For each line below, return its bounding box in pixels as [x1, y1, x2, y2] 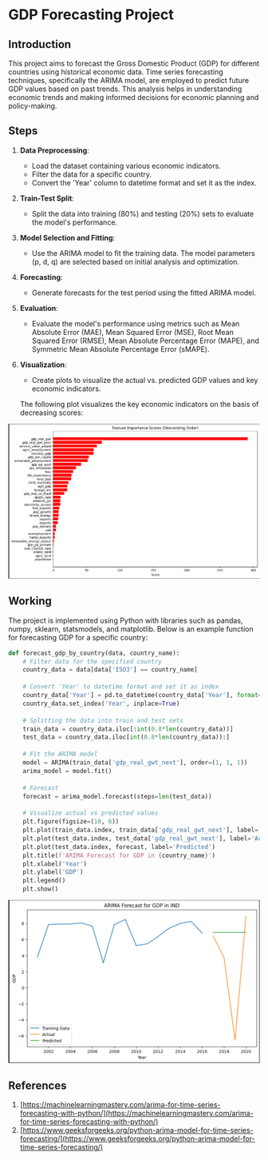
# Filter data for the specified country [22, 657, 162, 665]
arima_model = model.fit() [22, 767, 112, 775]
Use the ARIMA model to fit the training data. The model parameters [31, 248, 255, 257]
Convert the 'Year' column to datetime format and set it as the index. [31, 177, 257, 187]
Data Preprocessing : [19, 145, 89, 155]
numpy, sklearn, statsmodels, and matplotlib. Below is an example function [8, 624, 254, 633]
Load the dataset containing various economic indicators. [31, 161, 221, 170]
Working [8, 594, 52, 608]
